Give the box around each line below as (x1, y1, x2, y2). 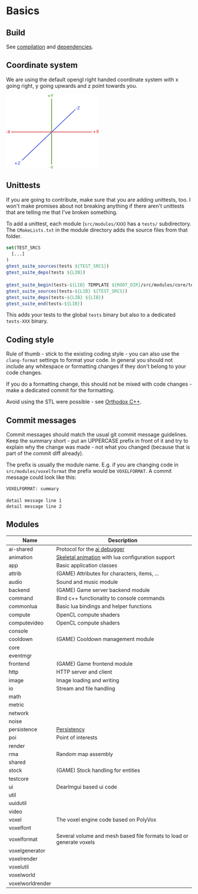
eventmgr (8, 652, 32, 659)
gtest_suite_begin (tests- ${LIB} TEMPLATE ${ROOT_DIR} (6, 282, 141, 288)
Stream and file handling (56, 685, 115, 692)
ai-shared (8, 545, 34, 553)
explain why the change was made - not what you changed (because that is (6, 443, 190, 451)
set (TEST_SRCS (6, 245, 41, 251)
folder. (6, 232, 22, 239)
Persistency (56, 726, 85, 733)
